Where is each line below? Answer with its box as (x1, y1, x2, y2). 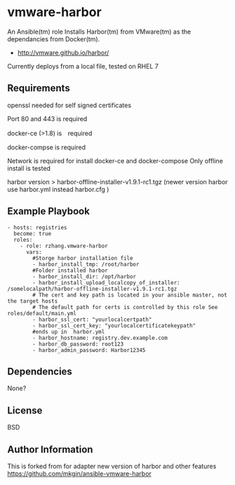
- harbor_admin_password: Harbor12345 (32, 346, 146, 354)
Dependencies (7, 365, 72, 377)
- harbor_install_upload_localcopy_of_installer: (32, 279, 180, 286)
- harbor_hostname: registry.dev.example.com (32, 334, 168, 341)
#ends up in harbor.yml (32, 328, 105, 335)
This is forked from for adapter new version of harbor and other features (7, 462, 217, 470)
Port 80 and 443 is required (7, 114, 88, 123)
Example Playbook (7, 205, 90, 217)
